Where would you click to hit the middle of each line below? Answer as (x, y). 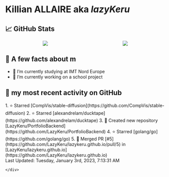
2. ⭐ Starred (39, 113)
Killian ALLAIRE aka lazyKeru (68, 9)
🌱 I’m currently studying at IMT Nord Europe (59, 71)
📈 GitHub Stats (30, 29)
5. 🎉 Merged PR (88, 139)
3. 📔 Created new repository (128, 120)
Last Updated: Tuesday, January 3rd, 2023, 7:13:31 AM (62, 160)
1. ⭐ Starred (18, 105)
